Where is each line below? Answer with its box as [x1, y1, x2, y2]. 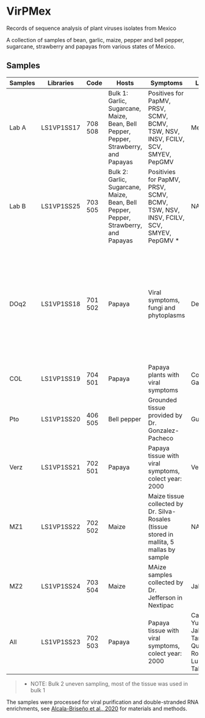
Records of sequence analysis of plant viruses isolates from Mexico [6, 24, 177, 32]
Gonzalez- [148, 426, 179, 435]
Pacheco [148, 433, 174, 442]
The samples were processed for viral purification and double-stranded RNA [6, 698, 199, 706]
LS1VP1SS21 [41, 463, 81, 471]
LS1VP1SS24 [41, 582, 81, 590]
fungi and [148, 303, 176, 312]
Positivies [148, 167, 176, 176]
